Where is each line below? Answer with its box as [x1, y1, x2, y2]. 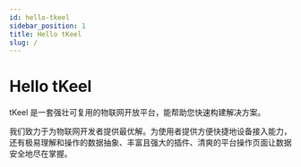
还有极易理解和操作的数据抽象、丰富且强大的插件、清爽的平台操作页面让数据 [9, 138, 292, 148]
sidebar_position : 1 [9, 21, 87, 30]
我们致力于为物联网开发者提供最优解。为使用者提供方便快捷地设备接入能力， [9, 126, 292, 137]
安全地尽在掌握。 [9, 148, 73, 159]
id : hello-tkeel [9, 13, 70, 22]
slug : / [9, 38, 39, 47]
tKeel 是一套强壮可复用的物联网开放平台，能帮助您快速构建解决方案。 [9, 107, 266, 118]
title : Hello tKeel [9, 29, 82, 38]
